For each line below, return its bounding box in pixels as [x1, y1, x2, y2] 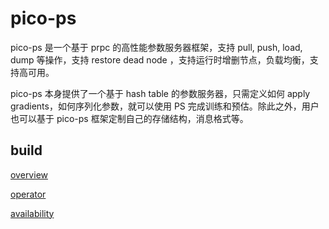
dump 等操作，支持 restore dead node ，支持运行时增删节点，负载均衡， [10, 53, 310, 66]
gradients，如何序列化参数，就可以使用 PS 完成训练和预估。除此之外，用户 [10, 100, 320, 112]
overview [10, 168, 48, 181]
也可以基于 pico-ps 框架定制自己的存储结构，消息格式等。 [10, 112, 249, 124]
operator [10, 188, 47, 200]
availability [10, 207, 55, 219]
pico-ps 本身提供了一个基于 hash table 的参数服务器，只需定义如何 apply [10, 87, 311, 99]
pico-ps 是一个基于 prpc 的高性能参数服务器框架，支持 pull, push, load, [10, 41, 303, 53]
